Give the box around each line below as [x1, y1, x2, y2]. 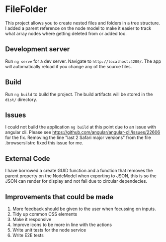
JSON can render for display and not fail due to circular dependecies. [5, 178, 148, 184]
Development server [5, 45, 70, 53]
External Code [5, 154, 51, 163]
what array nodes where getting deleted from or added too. [5, 30, 127, 36]
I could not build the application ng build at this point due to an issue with [5, 124, 157, 130]
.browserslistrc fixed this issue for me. [5, 140, 83, 146]
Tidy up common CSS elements [12, 211, 78, 217]
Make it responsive [12, 217, 52, 222]
